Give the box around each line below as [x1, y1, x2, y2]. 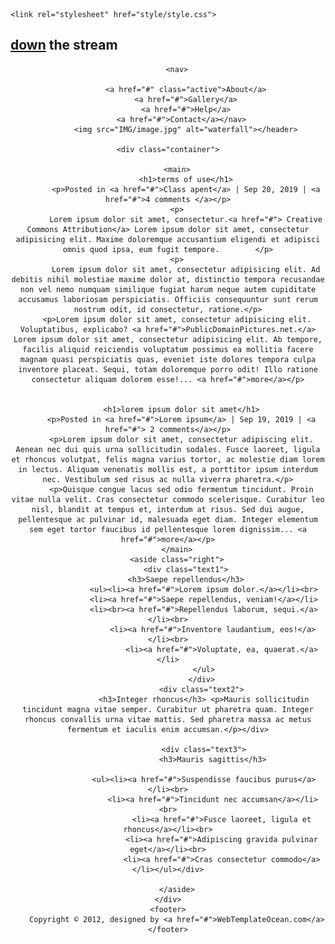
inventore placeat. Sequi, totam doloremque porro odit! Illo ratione [18, 364, 318, 374]
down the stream [10, 37, 118, 54]
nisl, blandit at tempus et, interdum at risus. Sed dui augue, [31, 504, 305, 514]
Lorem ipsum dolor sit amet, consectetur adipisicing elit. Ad [51, 264, 321, 274]
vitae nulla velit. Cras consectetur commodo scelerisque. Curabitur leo [11, 494, 325, 504]
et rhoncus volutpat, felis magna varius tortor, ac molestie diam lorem [11, 454, 325, 464]
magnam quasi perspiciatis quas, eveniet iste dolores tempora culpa [19, 354, 317, 364]
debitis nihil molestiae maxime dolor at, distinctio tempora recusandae [11, 274, 325, 284]
